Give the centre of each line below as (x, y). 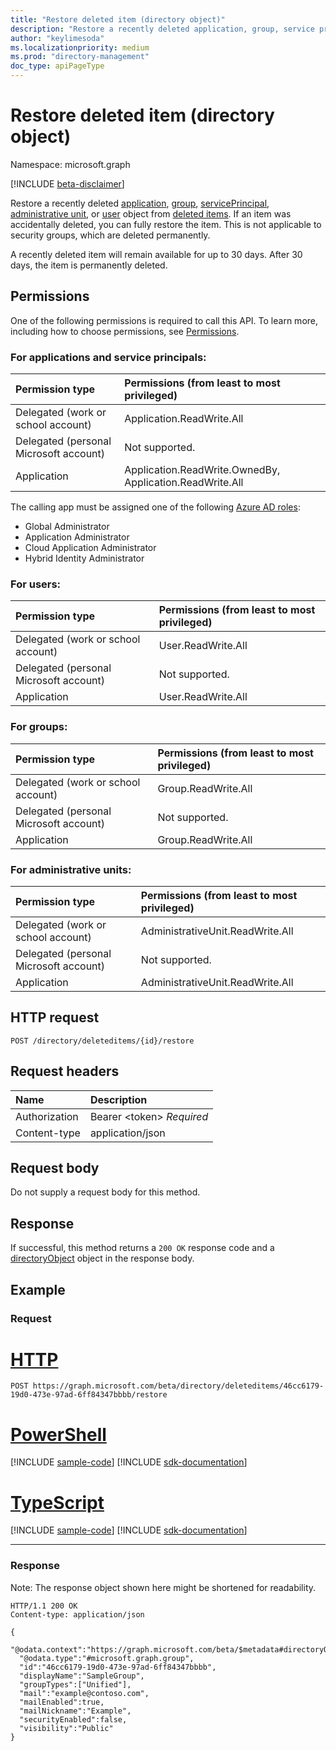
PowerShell (58, 1434)
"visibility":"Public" (66, 1728)
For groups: (39, 727)
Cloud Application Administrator (90, 548)
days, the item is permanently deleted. (89, 265)
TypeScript (57, 1502)
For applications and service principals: (108, 357)
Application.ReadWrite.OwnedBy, (202, 470)
